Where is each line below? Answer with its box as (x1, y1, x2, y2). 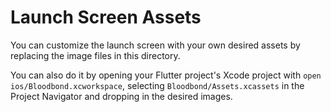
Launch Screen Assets (10, 6, 202, 29)
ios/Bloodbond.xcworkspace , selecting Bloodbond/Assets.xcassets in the (10, 79, 305, 91)
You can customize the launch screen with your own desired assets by (10, 39, 301, 51)
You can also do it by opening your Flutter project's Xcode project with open (10, 69, 322, 81)
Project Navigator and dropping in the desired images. (10, 90, 233, 102)
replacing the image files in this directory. (10, 49, 181, 61)
